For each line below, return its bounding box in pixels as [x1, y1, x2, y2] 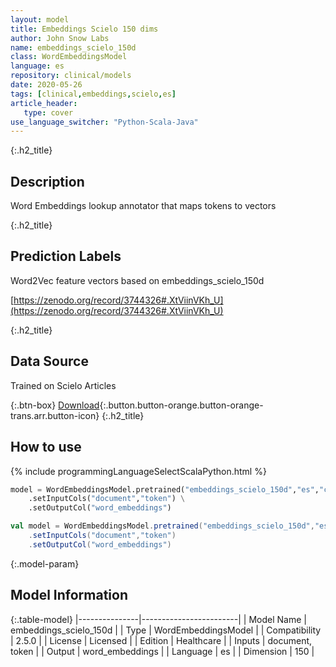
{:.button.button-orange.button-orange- [99, 399, 264, 411]
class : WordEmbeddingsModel [10, 52, 128, 62]
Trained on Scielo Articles [10, 379, 117, 391]
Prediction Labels [10, 248, 122, 265]
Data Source [10, 353, 89, 370]
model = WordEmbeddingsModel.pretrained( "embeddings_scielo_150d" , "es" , [10, 484, 320, 495]
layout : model [10, 14, 70, 25]
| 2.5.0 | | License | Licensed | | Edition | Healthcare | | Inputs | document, [10, 634, 313, 646]
